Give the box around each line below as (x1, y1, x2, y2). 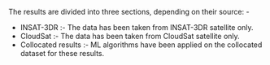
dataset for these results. (20, 49, 105, 58)
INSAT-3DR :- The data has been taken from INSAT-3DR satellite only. (20, 23, 254, 32)
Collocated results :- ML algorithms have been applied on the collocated (20, 40, 263, 50)
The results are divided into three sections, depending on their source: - (8, 7, 250, 16)
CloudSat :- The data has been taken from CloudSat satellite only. (20, 32, 240, 41)
